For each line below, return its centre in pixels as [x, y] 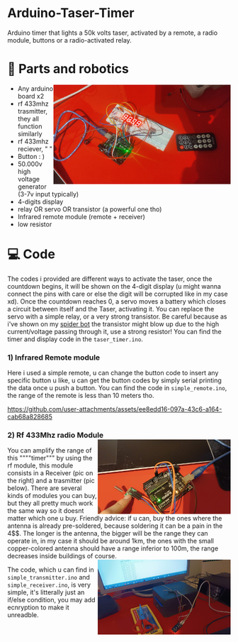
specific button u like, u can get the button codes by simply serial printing [114, 380]
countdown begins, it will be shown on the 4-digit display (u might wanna [114, 286]
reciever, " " [35, 149]
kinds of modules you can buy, [52, 496]
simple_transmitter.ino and [49, 577]
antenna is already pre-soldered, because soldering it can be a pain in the [115, 526]
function [30, 126]
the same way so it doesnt [46, 511]
